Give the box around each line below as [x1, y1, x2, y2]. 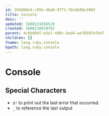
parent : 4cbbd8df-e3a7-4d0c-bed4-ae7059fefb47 [5, 31, 104, 36]
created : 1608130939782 [5, 26, 55, 31]
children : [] [5, 36, 33, 41]
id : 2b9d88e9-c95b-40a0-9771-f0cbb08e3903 [5, 7, 95, 13]
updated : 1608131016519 [5, 21, 55, 27]
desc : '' [5, 17, 24, 22]
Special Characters [5, 86, 67, 95]
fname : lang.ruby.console [5, 40, 59, 45]
